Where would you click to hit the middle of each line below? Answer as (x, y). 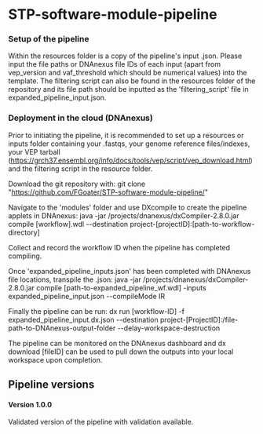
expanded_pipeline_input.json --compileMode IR (87, 296)
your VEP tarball (34, 151)
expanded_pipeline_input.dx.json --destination (83, 319)
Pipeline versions (51, 385)
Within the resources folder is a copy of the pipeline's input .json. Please (125, 56)
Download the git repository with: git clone (77, 184)
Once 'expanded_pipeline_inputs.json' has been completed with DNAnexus (130, 271)
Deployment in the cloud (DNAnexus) (80, 118)
